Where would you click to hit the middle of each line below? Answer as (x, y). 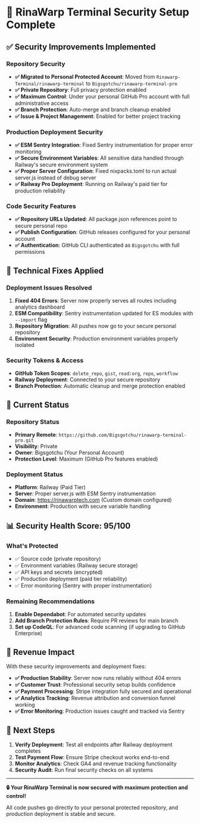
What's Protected (32, 546)
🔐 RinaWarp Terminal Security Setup (98, 12)
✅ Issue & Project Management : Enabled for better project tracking (98, 116)
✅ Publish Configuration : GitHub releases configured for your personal (102, 232)
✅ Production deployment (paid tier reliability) (71, 579)
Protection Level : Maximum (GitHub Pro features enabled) (86, 459)
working (25, 705)
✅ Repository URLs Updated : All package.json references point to (96, 219)
